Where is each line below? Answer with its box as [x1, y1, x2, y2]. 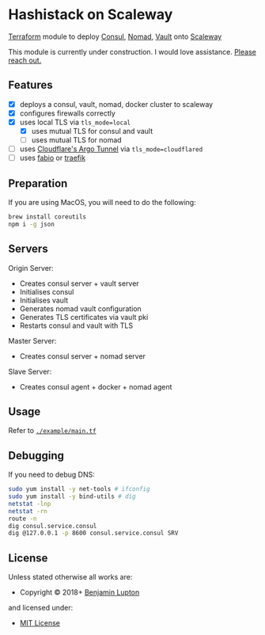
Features [8, 78, 53, 92]
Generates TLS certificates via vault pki [19, 312, 149, 321]
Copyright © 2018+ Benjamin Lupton [19, 587, 140, 597]
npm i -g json [8, 220, 55, 228]
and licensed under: [8, 603, 74, 613]
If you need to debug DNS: [8, 470, 95, 480]
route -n [8, 515, 37, 523]
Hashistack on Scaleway [8, 6, 173, 24]
